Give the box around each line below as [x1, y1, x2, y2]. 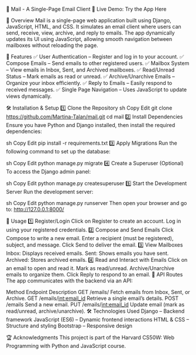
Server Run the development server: [6, 188, 94, 195]
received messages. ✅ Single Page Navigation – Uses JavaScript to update [6, 86, 187, 93]
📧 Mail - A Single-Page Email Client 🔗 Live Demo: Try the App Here [6, 6, 167, 12]
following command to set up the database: [6, 148, 111, 155]
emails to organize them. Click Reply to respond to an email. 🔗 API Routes [6, 271, 183, 278]
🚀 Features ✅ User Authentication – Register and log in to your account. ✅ [6, 53, 184, 60]
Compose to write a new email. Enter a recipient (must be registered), [6, 235, 174, 241]
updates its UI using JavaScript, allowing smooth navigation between [6, 36, 173, 42]
